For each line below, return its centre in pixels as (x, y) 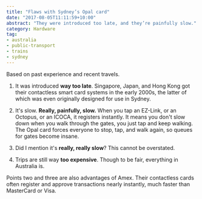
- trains (17, 51)
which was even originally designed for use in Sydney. (83, 99)
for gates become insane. (47, 136)
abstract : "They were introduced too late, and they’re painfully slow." (102, 23)
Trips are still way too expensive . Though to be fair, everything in (97, 159)
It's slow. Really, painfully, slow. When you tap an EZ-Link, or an (96, 110)
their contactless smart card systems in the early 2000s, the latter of (101, 92)
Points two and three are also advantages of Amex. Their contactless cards (100, 178)
